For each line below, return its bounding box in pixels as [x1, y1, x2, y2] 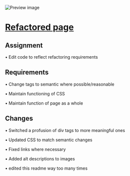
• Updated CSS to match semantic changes [5, 137, 93, 143]
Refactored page [5, 22, 74, 33]
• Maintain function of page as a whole [5, 100, 83, 106]
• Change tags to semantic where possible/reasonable [5, 81, 114, 87]
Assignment [5, 41, 43, 49]
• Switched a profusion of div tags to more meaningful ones [5, 127, 125, 133]
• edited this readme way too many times [5, 165, 88, 171]
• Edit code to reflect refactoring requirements [5, 54, 98, 60]
